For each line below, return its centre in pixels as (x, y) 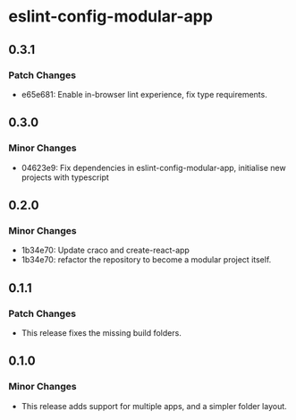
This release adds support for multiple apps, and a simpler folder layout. (154, 406)
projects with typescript (65, 177)
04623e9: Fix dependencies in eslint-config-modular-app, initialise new (154, 167)
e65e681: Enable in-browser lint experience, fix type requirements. (144, 94)
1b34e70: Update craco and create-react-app (105, 250)
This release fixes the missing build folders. (101, 332)
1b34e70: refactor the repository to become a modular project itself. (146, 260)
